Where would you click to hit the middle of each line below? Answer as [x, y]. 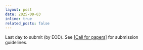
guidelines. [16, 43]
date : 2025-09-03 [23, 14]
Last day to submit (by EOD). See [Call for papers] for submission [72, 37]
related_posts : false [27, 23]
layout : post [19, 10]
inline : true [19, 19]
